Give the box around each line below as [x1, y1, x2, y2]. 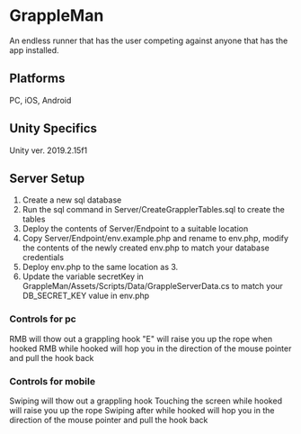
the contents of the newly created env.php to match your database [22, 242, 270, 253]
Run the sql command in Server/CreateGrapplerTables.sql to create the [22, 204, 285, 215]
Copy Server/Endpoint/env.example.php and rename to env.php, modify [22, 233, 289, 244]
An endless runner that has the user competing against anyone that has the [9, 35, 288, 46]
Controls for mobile [9, 375, 96, 387]
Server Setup [9, 170, 85, 185]
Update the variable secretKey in [22, 271, 144, 282]
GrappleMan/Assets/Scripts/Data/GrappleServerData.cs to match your [22, 281, 283, 292]
